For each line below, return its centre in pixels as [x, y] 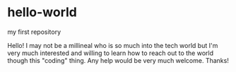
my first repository [34, 32]
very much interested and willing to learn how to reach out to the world [111, 53]
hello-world [42, 12]
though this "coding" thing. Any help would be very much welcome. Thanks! [118, 60]
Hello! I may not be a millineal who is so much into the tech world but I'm [113, 45]
